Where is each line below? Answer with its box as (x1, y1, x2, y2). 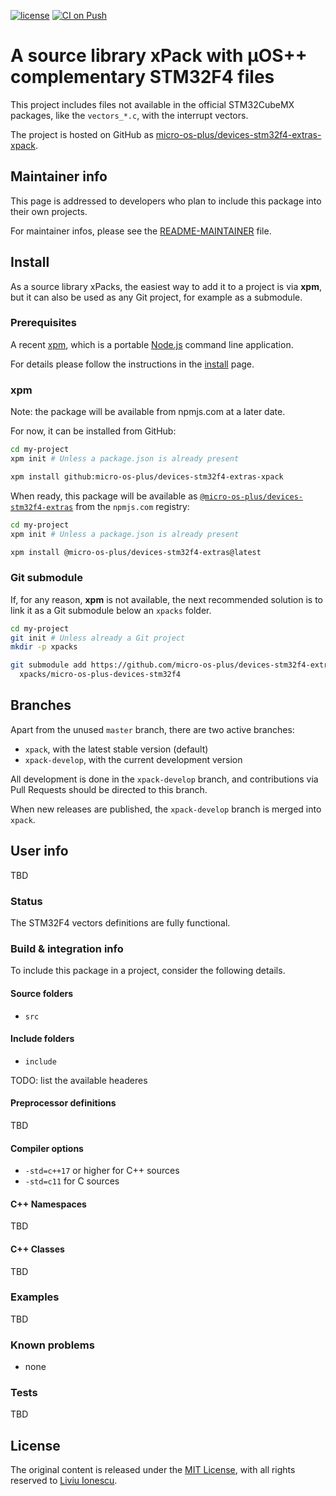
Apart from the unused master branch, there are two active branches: (10, 723, 295, 735)
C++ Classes (10, 1243, 65, 1255)
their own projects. (10, 205, 88, 217)
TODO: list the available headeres (10, 1074, 148, 1086)
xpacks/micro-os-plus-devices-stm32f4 (19, 670, 182, 680)
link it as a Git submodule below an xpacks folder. (10, 604, 212, 616)
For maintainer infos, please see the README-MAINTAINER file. (10, 225, 272, 237)
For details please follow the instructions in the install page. (10, 358, 255, 370)
